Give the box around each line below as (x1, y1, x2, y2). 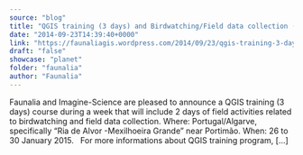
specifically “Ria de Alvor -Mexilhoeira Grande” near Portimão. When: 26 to (9, 125, 289, 136)
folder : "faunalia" (9, 64, 83, 73)
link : (9, 38, 30, 48)
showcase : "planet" (9, 55, 83, 64)
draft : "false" (9, 47, 67, 56)
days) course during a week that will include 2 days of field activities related (9, 105, 292, 117)
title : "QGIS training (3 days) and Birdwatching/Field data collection (9, 22, 289, 31)
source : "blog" (9, 13, 67, 23)
